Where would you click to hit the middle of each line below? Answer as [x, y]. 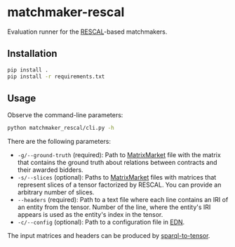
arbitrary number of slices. [56, 192]
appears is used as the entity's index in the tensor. [90, 215]
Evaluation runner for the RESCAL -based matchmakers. [87, 32]
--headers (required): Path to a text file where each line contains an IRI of [123, 200]
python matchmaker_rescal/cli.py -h [61, 128]
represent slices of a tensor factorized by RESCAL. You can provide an [119, 185]
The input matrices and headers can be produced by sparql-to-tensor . [109, 236]
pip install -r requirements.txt [56, 76]
